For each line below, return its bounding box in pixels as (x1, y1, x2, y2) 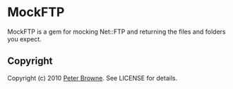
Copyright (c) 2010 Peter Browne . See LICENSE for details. (7, 74, 178, 82)
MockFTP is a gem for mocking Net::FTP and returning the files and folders (7, 27, 226, 36)
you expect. (7, 34, 42, 43)
